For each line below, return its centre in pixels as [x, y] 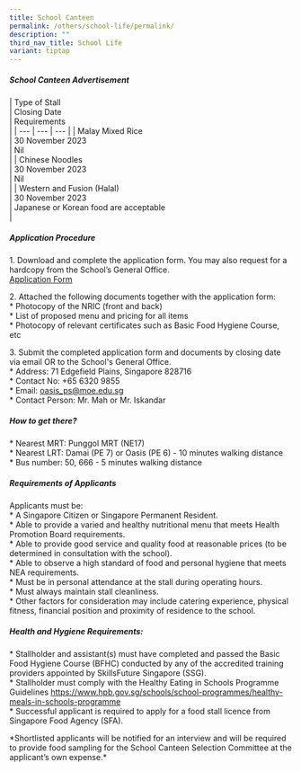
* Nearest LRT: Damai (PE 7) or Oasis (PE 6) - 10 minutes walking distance [146, 453]
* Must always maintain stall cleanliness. [84, 591]
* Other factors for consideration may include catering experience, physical [149, 601]
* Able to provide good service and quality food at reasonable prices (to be [148, 544]
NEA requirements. [44, 572]
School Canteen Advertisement [70, 80]
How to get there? [44, 421]
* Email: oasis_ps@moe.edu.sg [66, 391]
